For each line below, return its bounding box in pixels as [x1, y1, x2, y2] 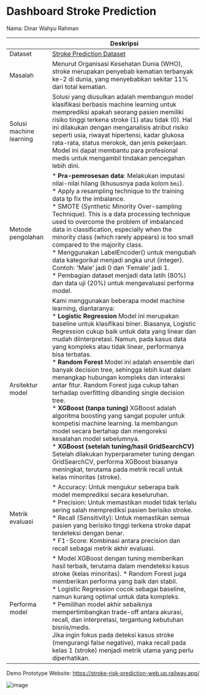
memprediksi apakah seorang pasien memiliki [51, 107, 184, 116]
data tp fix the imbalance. [51, 194, 126, 203]
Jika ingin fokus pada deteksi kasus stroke [51, 631, 175, 639]
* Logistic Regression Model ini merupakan [51, 312, 179, 320]
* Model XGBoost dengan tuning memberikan [51, 554, 184, 563]
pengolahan [9, 232, 44, 241]
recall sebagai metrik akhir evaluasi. [51, 544, 155, 553]
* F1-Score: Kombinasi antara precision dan [51, 536, 181, 545]
